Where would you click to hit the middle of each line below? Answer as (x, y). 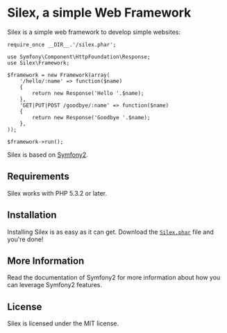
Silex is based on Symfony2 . (48, 155)
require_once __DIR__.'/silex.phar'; (62, 44)
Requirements (38, 177)
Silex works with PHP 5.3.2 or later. (57, 193)
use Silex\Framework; (39, 63)
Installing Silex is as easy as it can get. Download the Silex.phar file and (110, 232)
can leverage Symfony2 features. (55, 285)
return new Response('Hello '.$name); (88, 93)
